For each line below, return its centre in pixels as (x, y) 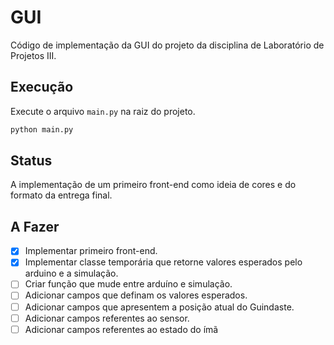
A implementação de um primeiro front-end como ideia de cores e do (153, 185)
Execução (42, 87)
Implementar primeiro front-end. (91, 251)
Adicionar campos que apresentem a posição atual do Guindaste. (159, 307)
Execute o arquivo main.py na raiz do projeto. (103, 111)
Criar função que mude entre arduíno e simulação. (128, 284)
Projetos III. (33, 55)
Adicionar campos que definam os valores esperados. (136, 295)
